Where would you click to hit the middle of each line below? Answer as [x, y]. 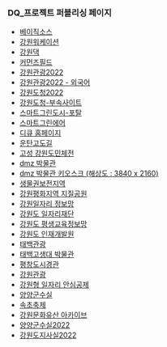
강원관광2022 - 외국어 [55, 83]
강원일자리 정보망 [47, 204]
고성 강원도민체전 [47, 153]
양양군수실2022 [45, 325]
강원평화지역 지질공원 [53, 194]
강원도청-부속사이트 [51, 103]
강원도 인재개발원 [47, 234]
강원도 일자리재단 [47, 214]
